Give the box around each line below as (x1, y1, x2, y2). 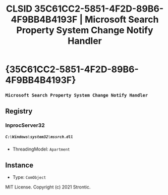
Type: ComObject (12, 174, 46, 180)
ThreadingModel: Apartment (12, 146, 70, 152)
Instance (5, 161, 34, 169)
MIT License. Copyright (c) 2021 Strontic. (5, 184, 91, 190)
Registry (5, 107, 33, 115)
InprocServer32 (5, 122, 45, 129)
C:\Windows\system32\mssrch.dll (5, 134, 73, 139)
